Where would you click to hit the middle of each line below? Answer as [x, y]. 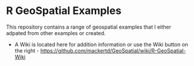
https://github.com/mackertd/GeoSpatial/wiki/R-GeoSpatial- [113, 50]
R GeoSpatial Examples [64, 11]
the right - [27, 50]
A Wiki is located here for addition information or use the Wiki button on [101, 44]
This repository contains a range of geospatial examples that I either [89, 27]
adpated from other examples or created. [56, 33]
